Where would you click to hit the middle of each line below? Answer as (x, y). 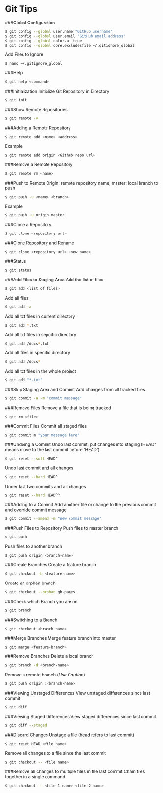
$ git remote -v (22, 118)
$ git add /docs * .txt (27, 344)
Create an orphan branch (31, 583)
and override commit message (36, 510)
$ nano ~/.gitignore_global (34, 64)
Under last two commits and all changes (46, 486)
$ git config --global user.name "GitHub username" (59, 31)
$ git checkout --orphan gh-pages (40, 592)
